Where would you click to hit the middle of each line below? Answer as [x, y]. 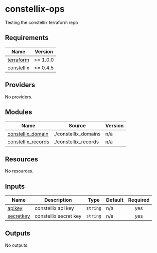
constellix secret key [58, 216]
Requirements [27, 38]
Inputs [15, 186]
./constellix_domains [77, 134]
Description [58, 200]
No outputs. [17, 245]
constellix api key [54, 208]
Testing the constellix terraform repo [42, 22]
